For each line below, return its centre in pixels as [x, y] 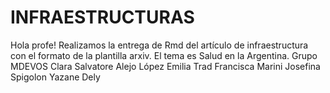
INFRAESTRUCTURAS [102, 17]
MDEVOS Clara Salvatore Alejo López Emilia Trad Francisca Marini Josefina [165, 66]
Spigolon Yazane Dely [55, 77]
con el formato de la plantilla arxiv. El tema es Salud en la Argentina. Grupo [164, 55]
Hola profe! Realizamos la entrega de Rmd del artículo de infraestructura [159, 45]
